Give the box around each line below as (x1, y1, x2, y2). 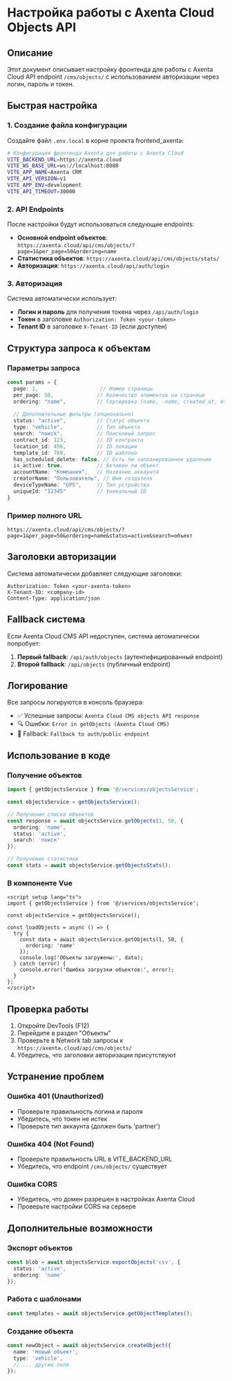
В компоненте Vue (7, 878, 73, 888)
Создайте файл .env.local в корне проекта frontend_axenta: (7, 136, 184, 144)
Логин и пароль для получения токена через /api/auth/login (17, 308, 199, 316)
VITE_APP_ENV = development (7, 182, 81, 189)
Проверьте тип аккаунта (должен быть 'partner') (17, 1122, 161, 1130)
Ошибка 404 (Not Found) (7, 1139, 95, 1148)
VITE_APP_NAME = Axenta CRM (7, 169, 81, 176)
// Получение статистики (7, 856, 79, 863)
